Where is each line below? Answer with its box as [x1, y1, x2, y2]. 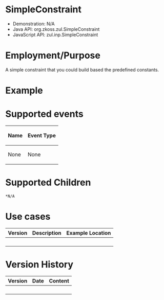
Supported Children [5, 177, 91, 188]
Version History [5, 259, 73, 271]
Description [32, 229, 61, 236]
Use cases [5, 211, 51, 222]
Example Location [66, 229, 111, 236]
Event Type [27, 132, 56, 139]
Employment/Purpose [5, 50, 101, 61]
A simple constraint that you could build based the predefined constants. [5, 66, 159, 73]
